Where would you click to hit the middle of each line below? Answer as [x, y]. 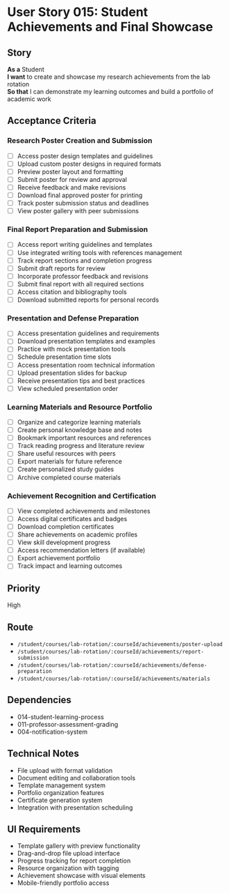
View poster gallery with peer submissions [78, 211]
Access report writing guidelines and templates [85, 245]
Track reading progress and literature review [80, 446]
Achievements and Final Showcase [110, 27]
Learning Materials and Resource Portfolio [80, 407]
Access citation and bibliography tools [72, 292]
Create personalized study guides [66, 469]
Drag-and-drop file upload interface [68, 854]
